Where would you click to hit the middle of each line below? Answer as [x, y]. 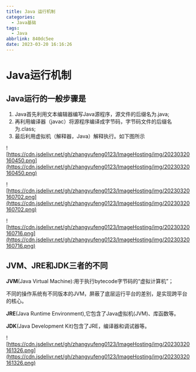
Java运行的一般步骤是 [46, 99]
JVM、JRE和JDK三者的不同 [57, 266]
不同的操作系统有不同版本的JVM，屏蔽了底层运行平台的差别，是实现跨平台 [97, 293]
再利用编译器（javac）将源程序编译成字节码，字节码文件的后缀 [91, 121]
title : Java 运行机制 [31, 11]
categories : [21, 17]
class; [29, 129]
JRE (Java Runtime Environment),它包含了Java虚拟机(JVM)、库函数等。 [93, 313]
